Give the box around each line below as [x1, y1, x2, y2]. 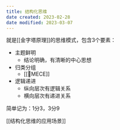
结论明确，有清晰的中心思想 [23, 57, 92, 64]
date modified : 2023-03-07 [6, 19, 73, 25]
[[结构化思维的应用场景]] [6, 118, 67, 125]
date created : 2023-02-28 [6, 14, 70, 20]
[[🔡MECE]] [23, 70, 50, 77]
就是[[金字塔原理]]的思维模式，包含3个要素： [6, 37, 116, 44]
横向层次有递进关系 [23, 92, 71, 99]
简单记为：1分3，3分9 [6, 105, 60, 112]
